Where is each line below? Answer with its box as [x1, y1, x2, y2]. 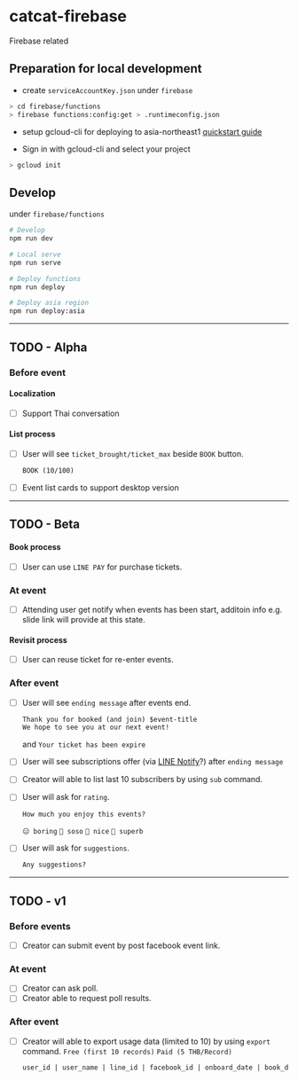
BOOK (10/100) [21, 466, 74, 475]
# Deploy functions [9, 274, 82, 283]
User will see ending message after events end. [21, 697, 192, 708]
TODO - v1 [9, 893, 67, 908]
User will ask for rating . [21, 792, 110, 803]
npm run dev [9, 234, 53, 243]
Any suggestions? [21, 860, 87, 870]
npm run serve [9, 258, 62, 267]
